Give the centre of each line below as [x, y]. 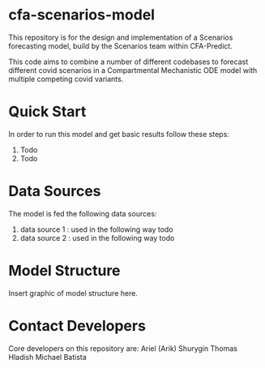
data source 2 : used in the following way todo [97, 237]
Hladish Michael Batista [47, 357]
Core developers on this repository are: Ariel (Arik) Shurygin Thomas [123, 348]
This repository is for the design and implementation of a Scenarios [121, 37]
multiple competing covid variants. [66, 79]
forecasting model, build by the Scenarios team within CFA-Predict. [120, 45]
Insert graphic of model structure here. [73, 293]
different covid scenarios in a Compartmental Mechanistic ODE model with [133, 70]
